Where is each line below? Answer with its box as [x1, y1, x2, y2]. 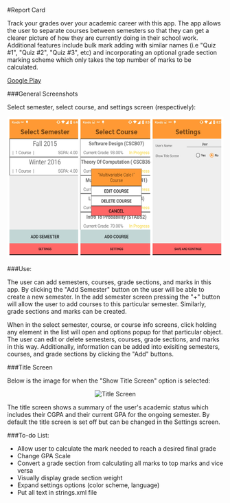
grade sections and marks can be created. [7, 308, 127, 315]
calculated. [7, 63, 39, 71]
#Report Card [7, 6, 46, 14]
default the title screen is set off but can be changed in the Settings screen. [7, 418, 221, 426]
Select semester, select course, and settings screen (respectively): [7, 103, 196, 111]
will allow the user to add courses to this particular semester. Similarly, [7, 300, 207, 308]
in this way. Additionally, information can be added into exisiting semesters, [7, 343, 220, 350]
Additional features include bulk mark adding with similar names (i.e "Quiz [7, 41, 216, 49]
